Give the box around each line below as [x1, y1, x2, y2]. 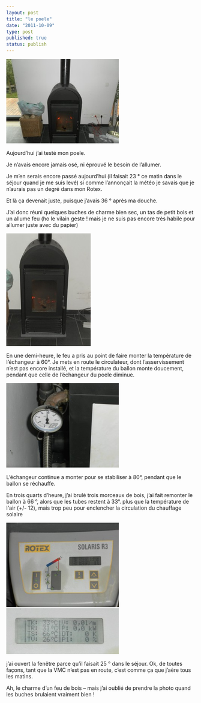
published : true [6, 35, 47, 41]
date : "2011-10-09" [6, 22, 55, 28]
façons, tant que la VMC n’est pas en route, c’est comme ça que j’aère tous [6, 666, 191, 674]
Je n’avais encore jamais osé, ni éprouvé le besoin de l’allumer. [6, 161, 161, 168]
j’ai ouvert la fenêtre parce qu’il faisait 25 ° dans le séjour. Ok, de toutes [6, 660, 183, 667]
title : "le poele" [6, 16, 52, 22]
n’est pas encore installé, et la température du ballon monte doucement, [6, 365, 184, 372]
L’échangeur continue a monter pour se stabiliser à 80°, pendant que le [6, 474, 182, 480]
